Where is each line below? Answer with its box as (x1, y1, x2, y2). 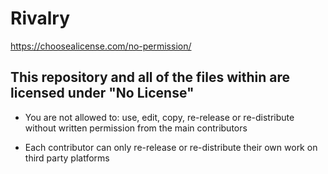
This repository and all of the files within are (10, 69, 291, 86)
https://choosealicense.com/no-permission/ (10, 40, 192, 52)
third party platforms (24, 152, 110, 164)
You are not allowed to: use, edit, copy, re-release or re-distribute (24, 111, 295, 123)
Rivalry (10, 7, 71, 30)
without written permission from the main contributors (24, 122, 248, 134)
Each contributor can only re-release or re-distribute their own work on (24, 141, 318, 153)
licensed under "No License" (10, 85, 195, 102)
